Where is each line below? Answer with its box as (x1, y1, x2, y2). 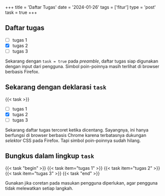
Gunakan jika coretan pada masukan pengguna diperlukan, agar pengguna (5, 180, 158, 186)
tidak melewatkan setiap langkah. (5, 185, 73, 191)
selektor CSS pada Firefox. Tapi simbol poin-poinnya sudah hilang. (5, 137, 141, 143)
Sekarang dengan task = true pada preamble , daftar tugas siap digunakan (5, 58, 159, 64)
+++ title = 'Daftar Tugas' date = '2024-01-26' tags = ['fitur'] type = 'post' (5, 4, 156, 10)
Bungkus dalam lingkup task (5, 152, 94, 160)
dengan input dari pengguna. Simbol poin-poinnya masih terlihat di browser (5, 64, 160, 69)
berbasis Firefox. (5, 69, 40, 74)
